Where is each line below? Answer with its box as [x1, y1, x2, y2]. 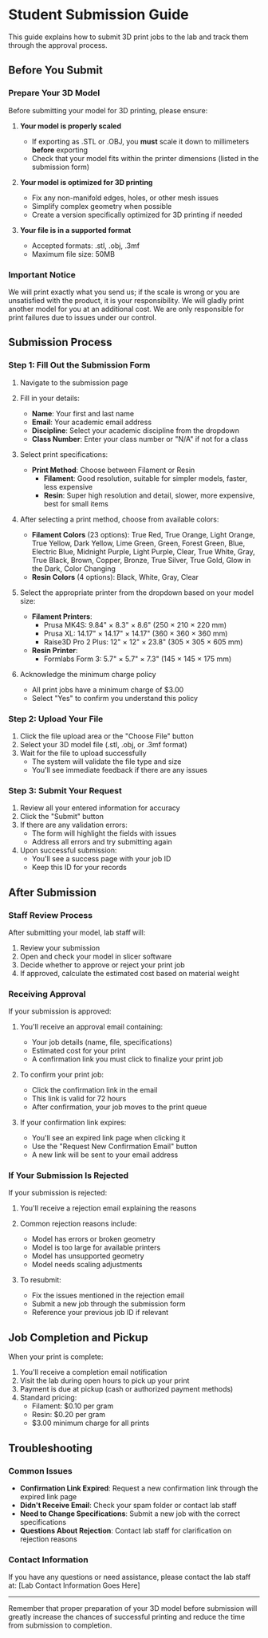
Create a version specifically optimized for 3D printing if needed [31, 210, 243, 219]
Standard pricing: [19, 1393, 77, 1403]
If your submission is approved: [8, 1006, 112, 1016]
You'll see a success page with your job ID [31, 854, 171, 864]
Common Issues [8, 1465, 73, 1476]
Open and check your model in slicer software [19, 951, 172, 961]
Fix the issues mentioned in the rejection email [31, 1290, 185, 1301]
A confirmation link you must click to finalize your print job [31, 1054, 223, 1064]
